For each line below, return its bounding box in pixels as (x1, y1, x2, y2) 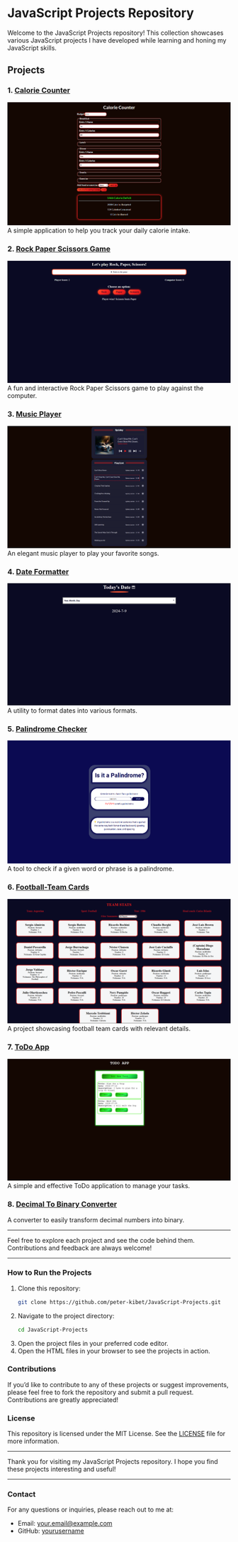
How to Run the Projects (7, 1268, 92, 1278)
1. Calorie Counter (7, 85, 71, 95)
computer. (7, 392, 38, 400)
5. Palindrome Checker (7, 723, 87, 733)
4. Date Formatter (7, 566, 69, 576)
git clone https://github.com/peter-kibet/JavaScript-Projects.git (17, 1298, 221, 1305)
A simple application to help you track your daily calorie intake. (7, 226, 191, 235)
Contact (7, 1489, 36, 1499)
